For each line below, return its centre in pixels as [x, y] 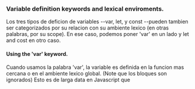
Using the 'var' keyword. [37, 54]
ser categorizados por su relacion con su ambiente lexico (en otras [87, 28]
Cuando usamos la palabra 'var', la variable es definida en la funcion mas [95, 67]
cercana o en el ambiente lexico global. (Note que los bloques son [87, 73]
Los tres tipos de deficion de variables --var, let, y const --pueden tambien [97, 22]
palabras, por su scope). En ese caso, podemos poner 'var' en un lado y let [97, 34]
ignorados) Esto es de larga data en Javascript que [68, 80]
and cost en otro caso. [33, 41]
